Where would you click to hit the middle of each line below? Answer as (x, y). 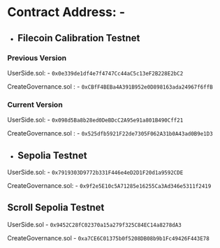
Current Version (35, 104)
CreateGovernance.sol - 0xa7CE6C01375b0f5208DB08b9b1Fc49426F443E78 (108, 238)
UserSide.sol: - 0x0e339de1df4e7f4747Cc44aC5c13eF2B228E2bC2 (95, 73)
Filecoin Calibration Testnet (79, 38)
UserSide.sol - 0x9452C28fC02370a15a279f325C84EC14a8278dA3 (94, 224)
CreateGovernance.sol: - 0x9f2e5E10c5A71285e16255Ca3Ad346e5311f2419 (109, 185)
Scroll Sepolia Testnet (56, 208)
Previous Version (37, 58)
